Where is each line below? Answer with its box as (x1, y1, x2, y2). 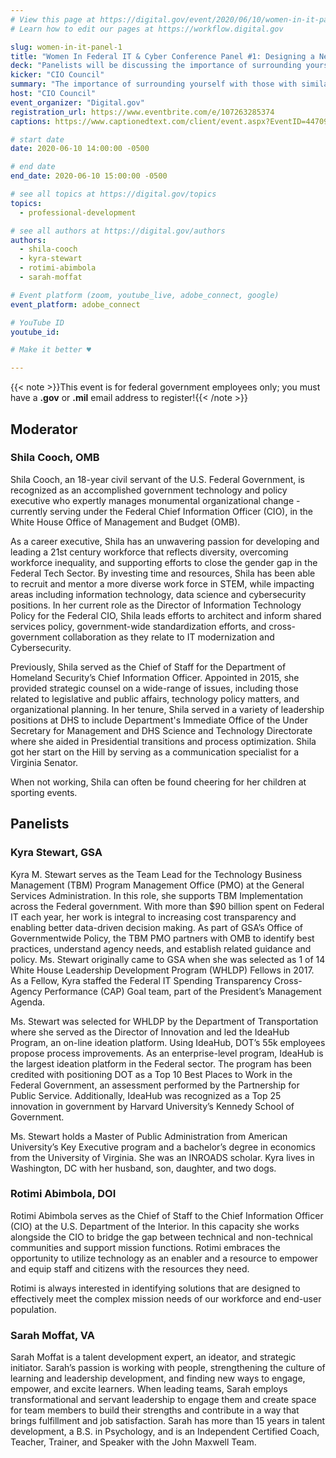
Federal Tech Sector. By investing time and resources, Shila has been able (10, 567, 316, 579)
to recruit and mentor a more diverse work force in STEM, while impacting (10, 577, 315, 590)
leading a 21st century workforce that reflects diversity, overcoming (10, 546, 289, 558)
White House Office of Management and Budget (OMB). (10, 516, 241, 528)
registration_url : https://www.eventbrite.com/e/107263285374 (10, 107, 275, 117)
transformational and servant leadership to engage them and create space (10, 1394, 317, 1406)
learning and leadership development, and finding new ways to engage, (10, 1372, 306, 1385)
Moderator (10, 421, 78, 438)
